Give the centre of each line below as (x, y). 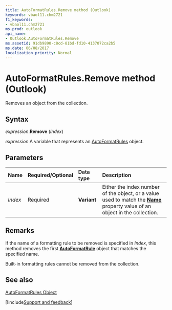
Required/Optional (50, 175)
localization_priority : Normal (39, 53)
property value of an (127, 206)
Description (117, 175)
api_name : (16, 34)
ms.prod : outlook (24, 29)
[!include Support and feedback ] (39, 302)
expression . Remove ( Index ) (35, 131)
